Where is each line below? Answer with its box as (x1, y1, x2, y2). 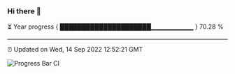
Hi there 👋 (7, 6, 42, 16)
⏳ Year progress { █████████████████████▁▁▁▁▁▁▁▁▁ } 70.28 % (7, 22, 224, 31)
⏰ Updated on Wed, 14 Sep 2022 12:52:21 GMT (7, 45, 143, 54)
